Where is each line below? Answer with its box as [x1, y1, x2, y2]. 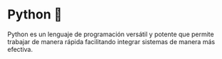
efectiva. [7, 45, 33, 53]
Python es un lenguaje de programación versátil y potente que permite [7, 30, 215, 38]
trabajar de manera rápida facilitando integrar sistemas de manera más [7, 37, 216, 45]
